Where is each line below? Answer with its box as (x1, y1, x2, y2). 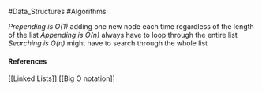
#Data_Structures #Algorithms (8, 7, 107, 16)
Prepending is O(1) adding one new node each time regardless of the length (8, 22, 254, 31)
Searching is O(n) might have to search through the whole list (8, 38, 208, 48)
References (8, 56, 47, 66)
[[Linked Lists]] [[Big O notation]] (8, 74, 116, 83)
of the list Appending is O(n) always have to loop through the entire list (8, 31, 238, 39)
